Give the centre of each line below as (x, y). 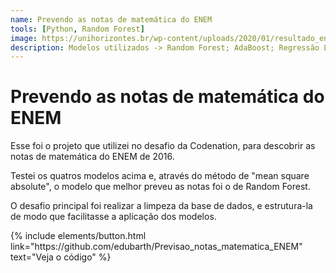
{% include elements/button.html (78, 236)
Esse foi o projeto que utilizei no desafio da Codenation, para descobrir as (163, 146)
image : (24, 38)
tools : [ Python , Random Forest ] (77, 29)
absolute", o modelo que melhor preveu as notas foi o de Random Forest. (160, 187)
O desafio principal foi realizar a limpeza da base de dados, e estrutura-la (161, 206)
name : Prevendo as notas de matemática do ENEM (111, 19)
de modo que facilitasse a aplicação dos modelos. (113, 217)
